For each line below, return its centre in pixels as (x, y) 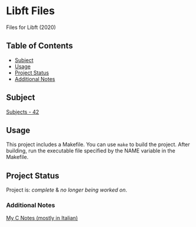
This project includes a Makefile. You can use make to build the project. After (98, 145)
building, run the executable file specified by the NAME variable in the (91, 151)
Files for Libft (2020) (31, 27)
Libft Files (30, 11)
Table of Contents (40, 46)
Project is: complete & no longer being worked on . (67, 190)
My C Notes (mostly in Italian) (42, 218)
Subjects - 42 (23, 112)
